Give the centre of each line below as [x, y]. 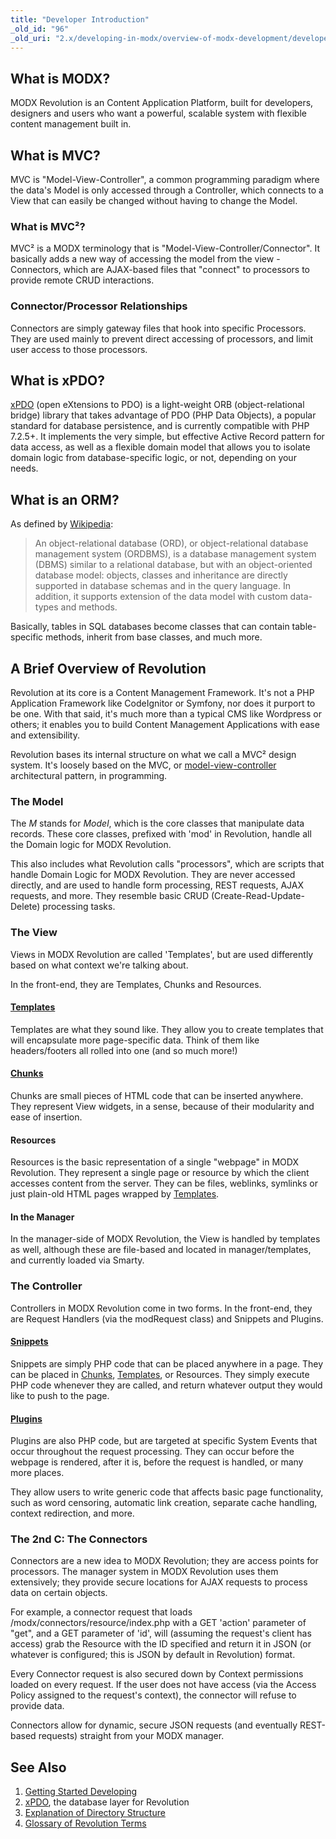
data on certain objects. [59, 1593]
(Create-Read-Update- [257, 896]
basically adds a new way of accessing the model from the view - [145, 259]
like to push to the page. [60, 1395]
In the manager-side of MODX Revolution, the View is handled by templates [165, 1239]
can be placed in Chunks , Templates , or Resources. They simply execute [160, 1374]
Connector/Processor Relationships [99, 306]
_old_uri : [31, 38]
